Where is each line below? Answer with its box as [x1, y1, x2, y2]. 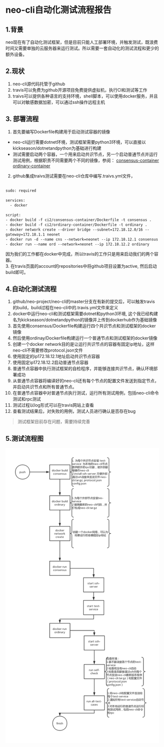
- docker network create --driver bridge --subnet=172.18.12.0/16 [5, 227, 143, 232]
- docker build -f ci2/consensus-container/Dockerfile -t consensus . [5, 217, 152, 222]
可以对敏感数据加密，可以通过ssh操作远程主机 [12, 99, 105, 105]
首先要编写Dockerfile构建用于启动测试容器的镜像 [12, 129, 110, 135]
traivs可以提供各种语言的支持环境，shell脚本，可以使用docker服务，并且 [12, 93, 158, 99]
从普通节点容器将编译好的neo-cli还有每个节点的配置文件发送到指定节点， [12, 378, 159, 384]
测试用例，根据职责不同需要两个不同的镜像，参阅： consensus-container [12, 157, 159, 163]
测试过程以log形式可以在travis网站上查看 [12, 402, 94, 408]
